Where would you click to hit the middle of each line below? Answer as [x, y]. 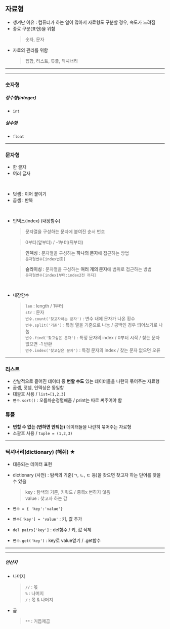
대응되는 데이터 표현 [32, 464]
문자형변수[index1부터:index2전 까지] [61, 275]
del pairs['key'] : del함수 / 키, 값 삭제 [52, 529]
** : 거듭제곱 [38, 621]
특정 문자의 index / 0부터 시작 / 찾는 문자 [120, 337]
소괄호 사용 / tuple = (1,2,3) [42, 433]
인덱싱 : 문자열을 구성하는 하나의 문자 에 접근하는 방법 [77, 253]
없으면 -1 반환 [39, 344]
